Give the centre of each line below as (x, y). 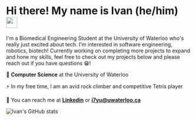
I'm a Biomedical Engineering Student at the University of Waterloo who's (95, 38)
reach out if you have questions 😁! (49, 63)
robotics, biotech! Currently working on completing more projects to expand (98, 51)
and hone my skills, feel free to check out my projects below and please (93, 56)
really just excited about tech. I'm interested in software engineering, (89, 44)
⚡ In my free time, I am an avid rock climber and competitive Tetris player (95, 86)
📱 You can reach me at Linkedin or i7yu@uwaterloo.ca (74, 100)
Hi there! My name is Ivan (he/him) (92, 11)
